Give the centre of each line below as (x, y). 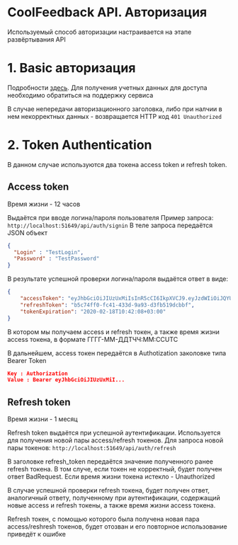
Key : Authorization (38, 373)
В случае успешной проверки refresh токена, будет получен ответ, (109, 490)
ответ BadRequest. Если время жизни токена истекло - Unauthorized (111, 477)
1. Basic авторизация (72, 68)
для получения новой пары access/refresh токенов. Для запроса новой (115, 440)
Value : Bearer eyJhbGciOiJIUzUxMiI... (66, 380)
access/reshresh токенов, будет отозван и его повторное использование (118, 527)
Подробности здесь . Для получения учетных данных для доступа (107, 87)
